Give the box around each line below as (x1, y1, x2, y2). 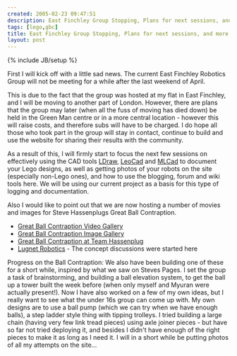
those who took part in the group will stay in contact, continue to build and (7, 129, 224, 137)
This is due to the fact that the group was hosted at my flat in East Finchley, (7, 91, 226, 100)
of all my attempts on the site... (7, 340, 97, 350)
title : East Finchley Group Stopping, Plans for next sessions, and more (7, 30, 229, 37)
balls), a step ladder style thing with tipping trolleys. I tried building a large (7, 311, 222, 319)
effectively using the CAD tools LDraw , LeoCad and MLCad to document (7, 157, 217, 166)
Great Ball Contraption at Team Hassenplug (17, 237, 144, 246)
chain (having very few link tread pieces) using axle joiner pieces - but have (7, 319, 228, 327)
